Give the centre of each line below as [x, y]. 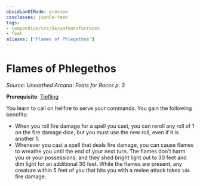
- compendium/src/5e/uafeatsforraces [53, 28]
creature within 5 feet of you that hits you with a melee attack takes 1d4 [102, 170]
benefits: [17, 114]
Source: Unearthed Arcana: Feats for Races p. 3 [66, 85]
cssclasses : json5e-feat [37, 17]
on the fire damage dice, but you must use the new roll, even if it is [97, 132]
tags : [13, 23]
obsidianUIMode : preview [37, 12]
